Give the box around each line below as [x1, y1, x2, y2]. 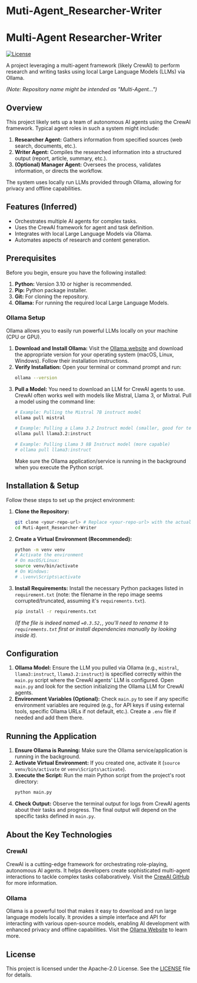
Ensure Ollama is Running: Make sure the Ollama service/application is [14, 747, 188, 754]
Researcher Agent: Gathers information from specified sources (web [14, 136, 183, 143]
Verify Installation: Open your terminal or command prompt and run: [14, 363, 182, 370]
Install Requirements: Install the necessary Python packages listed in [14, 584, 183, 591]
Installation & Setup [6, 481, 79, 491]
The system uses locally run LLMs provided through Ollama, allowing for [6, 178, 181, 186]
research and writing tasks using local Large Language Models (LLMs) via [6, 68, 185, 75]
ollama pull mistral [14, 414, 65, 421]
